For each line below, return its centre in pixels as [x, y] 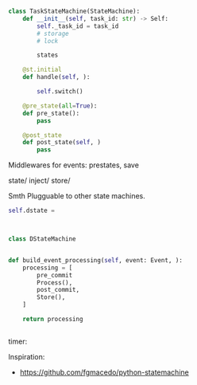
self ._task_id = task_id [78, 26]
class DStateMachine [42, 239]
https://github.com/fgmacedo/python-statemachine [104, 372]
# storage [53, 33]
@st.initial [42, 70]
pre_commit [55, 275]
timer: [18, 341]
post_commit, [58, 290]
